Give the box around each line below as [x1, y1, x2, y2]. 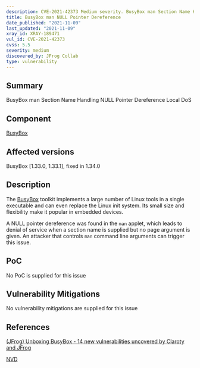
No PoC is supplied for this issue [6, 272, 86, 279]
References [6, 322, 50, 332]
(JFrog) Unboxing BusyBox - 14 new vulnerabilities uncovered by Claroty [6, 338, 185, 345]
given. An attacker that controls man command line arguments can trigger [6, 232, 185, 239]
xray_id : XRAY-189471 [6, 31, 60, 37]
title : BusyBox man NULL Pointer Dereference [6, 14, 121, 20]
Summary [6, 80, 43, 91]
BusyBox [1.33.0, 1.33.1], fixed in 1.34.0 [6, 162, 101, 170]
